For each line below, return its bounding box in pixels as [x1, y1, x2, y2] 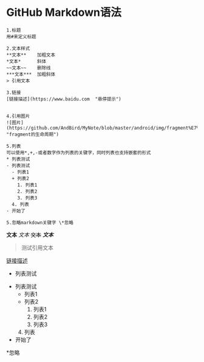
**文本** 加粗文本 [6, 52, 56, 58]
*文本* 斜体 [6, 58, 47, 64]
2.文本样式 [6, 45, 30, 52]
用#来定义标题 [6, 33, 36, 40]
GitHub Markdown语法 [6, 5, 122, 19]
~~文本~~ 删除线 [6, 64, 51, 71]
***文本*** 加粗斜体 [6, 71, 56, 77]
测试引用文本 [21, 244, 53, 251]
